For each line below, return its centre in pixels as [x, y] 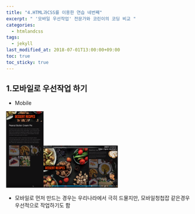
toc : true [18, 56]
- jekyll [22, 44]
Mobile [23, 103]
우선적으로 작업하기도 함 [43, 205]
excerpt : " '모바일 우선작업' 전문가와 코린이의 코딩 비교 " [71, 19]
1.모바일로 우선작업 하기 [47, 89]
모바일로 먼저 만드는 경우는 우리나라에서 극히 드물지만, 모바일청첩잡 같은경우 [102, 197]
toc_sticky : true [27, 62]
